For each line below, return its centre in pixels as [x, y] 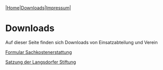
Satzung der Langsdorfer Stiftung [41, 62]
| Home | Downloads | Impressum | [38, 8]
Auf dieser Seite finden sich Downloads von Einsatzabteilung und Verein [81, 42]
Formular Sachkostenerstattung [39, 52]
